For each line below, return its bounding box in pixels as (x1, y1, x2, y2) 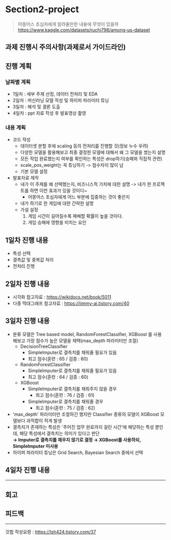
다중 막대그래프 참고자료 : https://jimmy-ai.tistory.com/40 (12, 300, 130, 306)
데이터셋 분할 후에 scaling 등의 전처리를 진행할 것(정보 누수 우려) (20, 143, 149, 149)
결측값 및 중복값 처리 (12, 256, 54, 263)
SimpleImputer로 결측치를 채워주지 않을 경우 (27, 385, 117, 392)
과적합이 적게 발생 (26, 417, 62, 424)
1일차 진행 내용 (5, 236, 48, 244)
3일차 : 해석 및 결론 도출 (12, 104, 61, 110)
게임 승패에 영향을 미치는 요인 (27, 219, 87, 225)
